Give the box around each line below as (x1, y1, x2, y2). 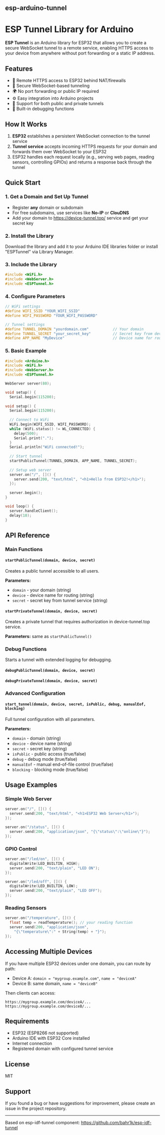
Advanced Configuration (5, 690, 65, 696)
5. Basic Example (5, 347, 47, 354)
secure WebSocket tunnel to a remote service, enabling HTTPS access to (5, 45, 154, 51)
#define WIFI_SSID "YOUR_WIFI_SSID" (5, 309, 80, 314)
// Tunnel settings (5, 322, 45, 327)
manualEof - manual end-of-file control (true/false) (12, 761, 114, 767)
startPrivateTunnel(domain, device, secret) (5, 609, 98, 613)
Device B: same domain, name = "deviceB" (12, 980, 98, 986)
